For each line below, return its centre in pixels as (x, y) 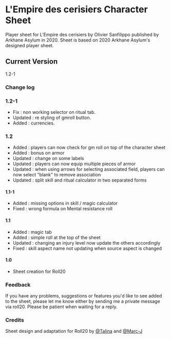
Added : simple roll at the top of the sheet (57, 237)
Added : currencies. (34, 123)
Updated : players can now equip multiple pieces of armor (74, 164)
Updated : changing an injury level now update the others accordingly (87, 243)
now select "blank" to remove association (57, 175)
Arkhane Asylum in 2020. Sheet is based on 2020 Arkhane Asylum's (78, 40)
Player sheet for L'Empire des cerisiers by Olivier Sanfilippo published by (82, 34)
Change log (20, 87)
